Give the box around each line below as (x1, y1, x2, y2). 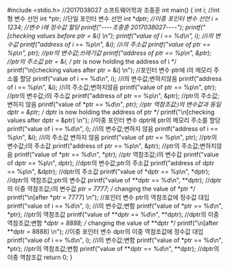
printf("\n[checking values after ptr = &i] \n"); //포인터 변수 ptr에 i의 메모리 (7, 66, 213, 74)
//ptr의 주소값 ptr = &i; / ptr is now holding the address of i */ (7, 58, 177, 65)
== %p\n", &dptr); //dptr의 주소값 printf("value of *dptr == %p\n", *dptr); (7, 167, 211, 175)
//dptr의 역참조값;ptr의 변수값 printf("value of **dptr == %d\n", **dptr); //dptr (7, 176, 222, 184)
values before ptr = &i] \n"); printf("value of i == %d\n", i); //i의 (36, 32, 214, 40)
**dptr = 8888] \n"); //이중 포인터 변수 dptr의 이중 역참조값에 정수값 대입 (7, 228, 204, 235)
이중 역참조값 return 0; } (7, 253, 73, 261)
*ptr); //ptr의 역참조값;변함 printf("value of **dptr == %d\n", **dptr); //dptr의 (7, 245, 220, 252)
